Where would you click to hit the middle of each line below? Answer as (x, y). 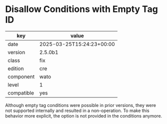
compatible (21, 92)
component (21, 76)
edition (16, 68)
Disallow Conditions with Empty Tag (82, 9)
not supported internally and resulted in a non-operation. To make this (77, 110)
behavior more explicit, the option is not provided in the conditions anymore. (84, 115)
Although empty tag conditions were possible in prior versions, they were (81, 105)
